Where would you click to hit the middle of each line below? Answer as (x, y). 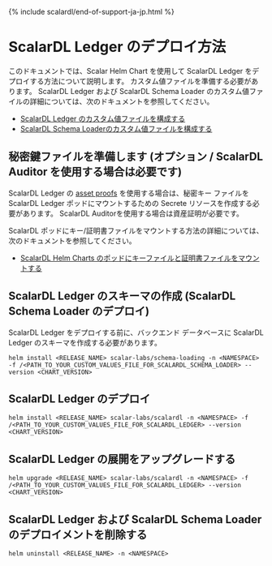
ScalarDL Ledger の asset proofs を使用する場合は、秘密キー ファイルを (129, 193)
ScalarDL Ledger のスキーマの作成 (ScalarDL (122, 296)
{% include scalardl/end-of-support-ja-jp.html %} (91, 12)
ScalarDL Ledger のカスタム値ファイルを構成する (103, 118)
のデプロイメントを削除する (78, 534)
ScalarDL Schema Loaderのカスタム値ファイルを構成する (116, 128)
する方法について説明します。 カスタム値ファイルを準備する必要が (140, 81)
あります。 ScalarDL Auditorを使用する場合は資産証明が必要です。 (133, 213)
